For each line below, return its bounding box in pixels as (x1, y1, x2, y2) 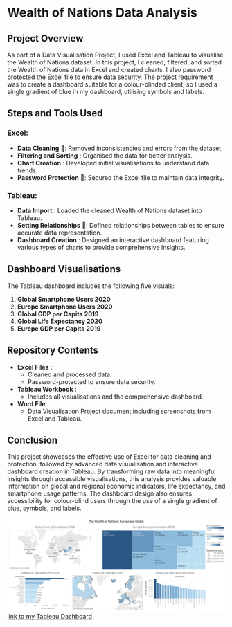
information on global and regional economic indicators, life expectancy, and (7, 482, 226, 491)
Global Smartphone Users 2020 (17, 295, 111, 303)
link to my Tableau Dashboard (7, 612, 92, 620)
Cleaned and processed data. (27, 370, 112, 379)
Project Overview (7, 33, 84, 44)
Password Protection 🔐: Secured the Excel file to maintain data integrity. (17, 173, 224, 181)
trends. (17, 166, 38, 174)
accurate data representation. (17, 228, 102, 237)
